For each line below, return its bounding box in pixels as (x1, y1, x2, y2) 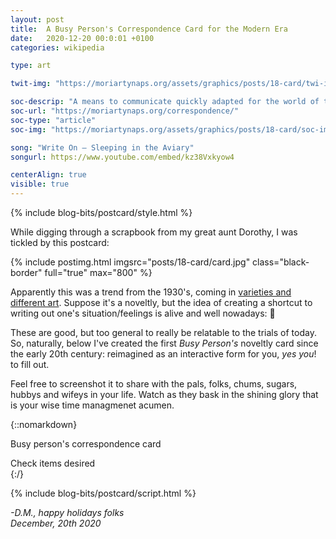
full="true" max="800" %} (44, 267, 153, 278)
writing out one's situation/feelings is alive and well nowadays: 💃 (10, 307, 276, 319)
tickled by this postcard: (10, 237, 110, 248)
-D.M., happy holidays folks (10, 507, 125, 518)
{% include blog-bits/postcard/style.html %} (10, 207, 193, 218)
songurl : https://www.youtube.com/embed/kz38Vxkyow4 (10, 152, 235, 162)
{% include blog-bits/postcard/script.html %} (10, 487, 197, 499)
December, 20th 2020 (10, 517, 102, 529)
